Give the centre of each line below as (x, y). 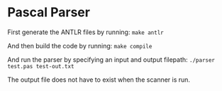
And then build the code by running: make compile (80, 45)
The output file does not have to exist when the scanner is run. (99, 80)
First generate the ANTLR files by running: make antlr (86, 32)
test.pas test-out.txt (41, 66)
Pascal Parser (49, 12)
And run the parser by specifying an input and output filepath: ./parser (111, 59)
